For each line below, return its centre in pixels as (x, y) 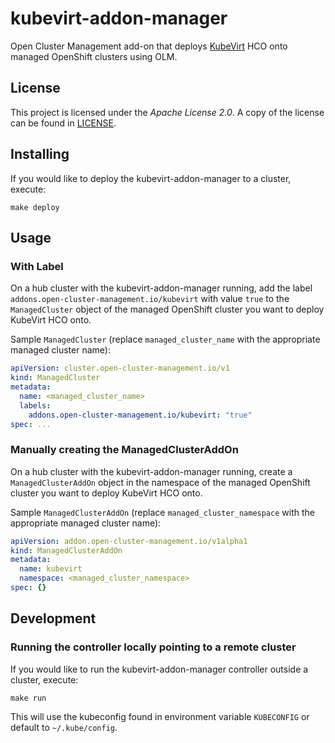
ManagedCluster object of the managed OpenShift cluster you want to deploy (167, 309)
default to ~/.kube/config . (64, 727)
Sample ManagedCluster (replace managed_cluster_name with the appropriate (165, 339)
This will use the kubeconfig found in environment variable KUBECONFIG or (160, 716)
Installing (40, 154)
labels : (35, 405)
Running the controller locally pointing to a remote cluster (153, 647)
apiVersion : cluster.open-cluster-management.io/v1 (120, 368)
